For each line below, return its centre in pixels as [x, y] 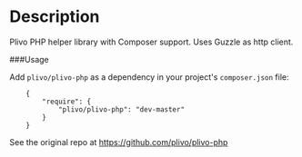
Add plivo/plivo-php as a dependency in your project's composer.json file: [149, 77]
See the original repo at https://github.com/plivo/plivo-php [119, 142]
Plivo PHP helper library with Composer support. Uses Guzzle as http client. [151, 42]
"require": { [67, 102]
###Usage [30, 59]
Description [55, 17]
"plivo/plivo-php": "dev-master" [121, 109]
